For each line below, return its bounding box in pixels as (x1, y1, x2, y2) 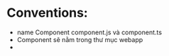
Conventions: (6, 5, 88, 21)
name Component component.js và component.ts (16, 28, 163, 36)
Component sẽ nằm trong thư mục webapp (16, 35, 143, 43)
